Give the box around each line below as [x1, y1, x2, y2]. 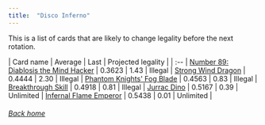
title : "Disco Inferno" [8, 11, 90, 20]
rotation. [8, 41, 36, 51]
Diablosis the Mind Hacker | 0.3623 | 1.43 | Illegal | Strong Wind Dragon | [8, 65, 246, 75]
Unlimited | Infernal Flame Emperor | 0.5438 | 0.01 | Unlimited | [8, 90, 213, 100]
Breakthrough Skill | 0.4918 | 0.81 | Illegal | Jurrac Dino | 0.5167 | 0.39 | [8, 82, 239, 92]
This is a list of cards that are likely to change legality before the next [8, 33, 234, 43]
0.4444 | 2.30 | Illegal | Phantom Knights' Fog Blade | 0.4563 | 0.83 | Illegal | [8, 74, 258, 83]
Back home [8, 108, 46, 119]
